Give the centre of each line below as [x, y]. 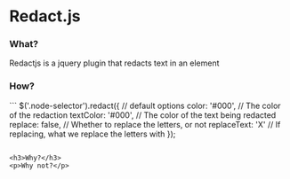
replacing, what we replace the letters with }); [93, 134]
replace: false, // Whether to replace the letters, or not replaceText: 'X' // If [145, 124]
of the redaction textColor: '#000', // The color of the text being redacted [143, 115]
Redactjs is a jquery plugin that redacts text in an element [114, 63]
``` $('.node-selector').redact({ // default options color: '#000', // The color [145, 105]
